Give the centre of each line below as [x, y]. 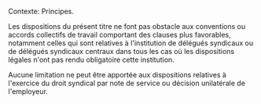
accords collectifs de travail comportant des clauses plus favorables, [119, 35]
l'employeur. [28, 91]
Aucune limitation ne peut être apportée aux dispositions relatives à [117, 75]
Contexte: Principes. [41, 11]
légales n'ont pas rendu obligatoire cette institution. [91, 59]
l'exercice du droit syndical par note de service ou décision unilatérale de [127, 83]
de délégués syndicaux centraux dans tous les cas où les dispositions [121, 51]
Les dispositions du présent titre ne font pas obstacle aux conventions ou [127, 26]
